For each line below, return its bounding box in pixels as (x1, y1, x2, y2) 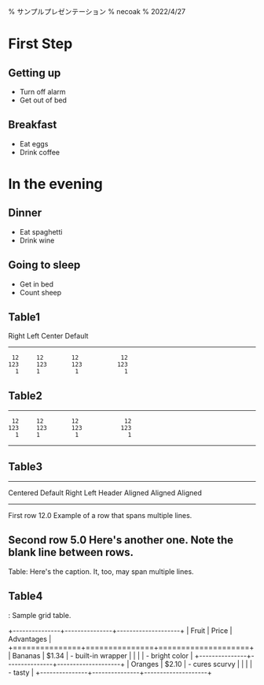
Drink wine (19, 235, 55, 245)
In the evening (8, 176, 104, 193)
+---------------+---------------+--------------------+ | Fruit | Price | (8, 625, 233, 635)
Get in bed (19, 279, 53, 289)
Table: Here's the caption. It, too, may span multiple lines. (8, 566, 194, 576)
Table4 (8, 590, 43, 603)
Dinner (8, 206, 42, 220)
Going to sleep (8, 258, 81, 272)
